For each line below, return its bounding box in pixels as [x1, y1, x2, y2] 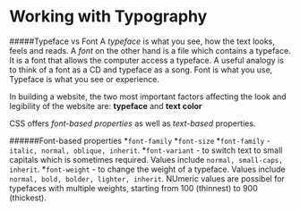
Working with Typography [9, 6, 208, 27]
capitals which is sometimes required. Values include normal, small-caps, [9, 154, 284, 165]
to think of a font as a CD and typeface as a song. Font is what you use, [9, 64, 273, 75]
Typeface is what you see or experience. [9, 73, 159, 84]
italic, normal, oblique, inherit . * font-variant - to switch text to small [9, 145, 283, 156]
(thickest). [9, 192, 47, 203]
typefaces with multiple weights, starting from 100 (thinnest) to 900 [9, 182, 258, 193]
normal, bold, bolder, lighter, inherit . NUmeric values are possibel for [9, 173, 285, 184]
